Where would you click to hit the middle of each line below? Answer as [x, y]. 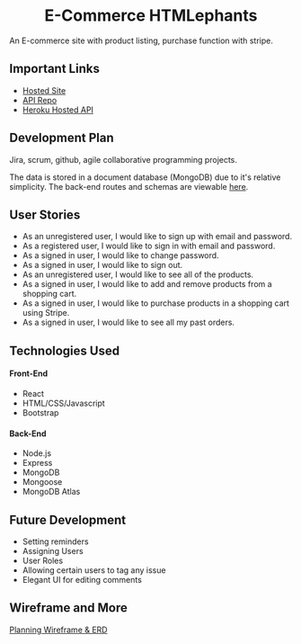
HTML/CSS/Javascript [63, 403]
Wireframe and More [68, 608]
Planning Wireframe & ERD [58, 630]
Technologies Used [64, 350]
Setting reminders [55, 541]
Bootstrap [40, 412]
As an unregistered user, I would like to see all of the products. [138, 274]
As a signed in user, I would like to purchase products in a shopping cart [156, 303]
